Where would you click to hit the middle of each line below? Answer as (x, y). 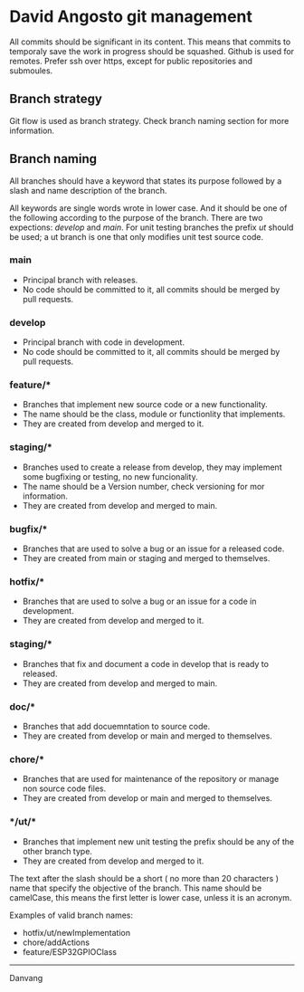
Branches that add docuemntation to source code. (116, 726)
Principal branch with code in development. (104, 342)
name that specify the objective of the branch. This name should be (136, 888)
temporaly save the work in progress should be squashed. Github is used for (152, 51)
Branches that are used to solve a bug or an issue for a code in (139, 601)
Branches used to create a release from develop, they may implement (152, 467)
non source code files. (64, 788)
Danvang (26, 978)
